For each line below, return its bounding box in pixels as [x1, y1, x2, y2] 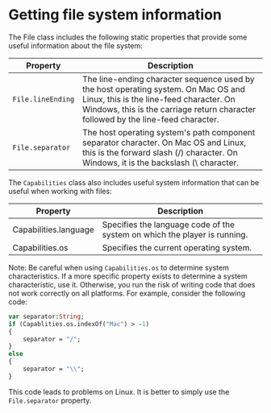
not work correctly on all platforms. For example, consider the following [8, 288, 246, 298]
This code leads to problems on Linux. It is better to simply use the [8, 386, 230, 396]
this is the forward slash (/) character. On [81, 147, 238, 158]
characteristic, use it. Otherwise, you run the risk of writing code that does [8, 279, 256, 289]
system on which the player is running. [102, 229, 248, 240]
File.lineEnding [12, 94, 75, 104]
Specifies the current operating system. [102, 242, 252, 253]
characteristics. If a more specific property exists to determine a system [8, 271, 248, 281]
